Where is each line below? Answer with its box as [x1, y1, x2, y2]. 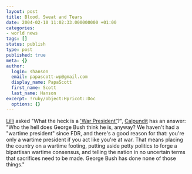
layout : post [6, 8, 38, 15]
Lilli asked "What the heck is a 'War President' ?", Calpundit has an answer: [6, 117, 186, 124]
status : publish [6, 42, 46, 47]
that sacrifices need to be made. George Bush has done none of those [6, 155, 176, 162]
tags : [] [6, 36, 28, 42]
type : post [6, 47, 33, 53]
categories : [6, 25, 35, 31]
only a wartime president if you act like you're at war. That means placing [6, 136, 183, 143]
